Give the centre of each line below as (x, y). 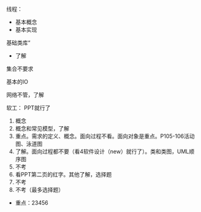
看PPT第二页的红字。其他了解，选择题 (63, 174)
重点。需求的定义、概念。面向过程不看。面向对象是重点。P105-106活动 (105, 136)
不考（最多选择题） (40, 190)
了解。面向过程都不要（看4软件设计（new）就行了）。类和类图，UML (102, 151)
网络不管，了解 (25, 95)
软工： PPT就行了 (28, 108)
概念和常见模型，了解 (42, 128)
